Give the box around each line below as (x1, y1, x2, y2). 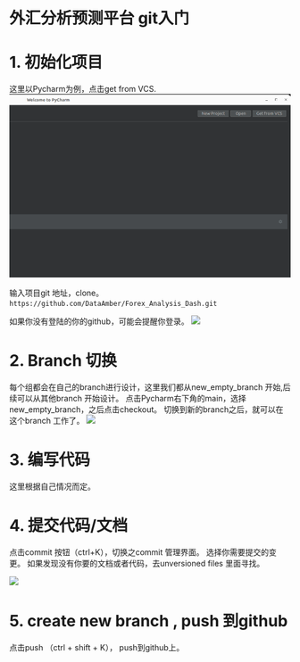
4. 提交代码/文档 (9, 516, 128, 536)
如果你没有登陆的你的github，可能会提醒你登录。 (9, 316, 189, 327)
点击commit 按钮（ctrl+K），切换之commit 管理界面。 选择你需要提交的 (9, 546, 270, 558)
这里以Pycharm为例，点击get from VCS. (9, 84, 156, 95)
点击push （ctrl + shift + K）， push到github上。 (9, 641, 185, 652)
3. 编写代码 (9, 450, 91, 470)
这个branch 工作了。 (9, 415, 85, 426)
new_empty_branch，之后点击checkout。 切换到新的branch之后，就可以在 (9, 403, 284, 415)
